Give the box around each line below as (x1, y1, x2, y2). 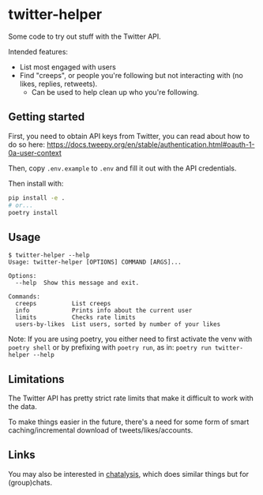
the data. (8, 402, 37, 411)
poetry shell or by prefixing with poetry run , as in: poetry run (8, 343, 212, 352)
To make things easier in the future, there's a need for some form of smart (8, 417, 250, 426)
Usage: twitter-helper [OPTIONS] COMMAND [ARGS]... (8, 258, 182, 266)
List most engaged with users (19, 62, 116, 72)
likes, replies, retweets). (19, 79, 98, 88)
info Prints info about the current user (15, 306, 193, 315)
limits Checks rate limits (15, 313, 136, 321)
